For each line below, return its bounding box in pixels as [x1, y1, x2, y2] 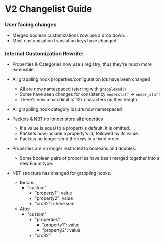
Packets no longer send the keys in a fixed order [19, 135, 119, 142]
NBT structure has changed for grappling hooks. [12, 170, 112, 176]
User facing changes [5, 21, 57, 28]
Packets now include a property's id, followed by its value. [19, 130, 139, 136]
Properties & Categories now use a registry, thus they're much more [12, 61, 152, 67]
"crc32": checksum [34, 200, 75, 206]
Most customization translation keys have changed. [12, 38, 118, 44]
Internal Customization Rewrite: [5, 50, 83, 57]
